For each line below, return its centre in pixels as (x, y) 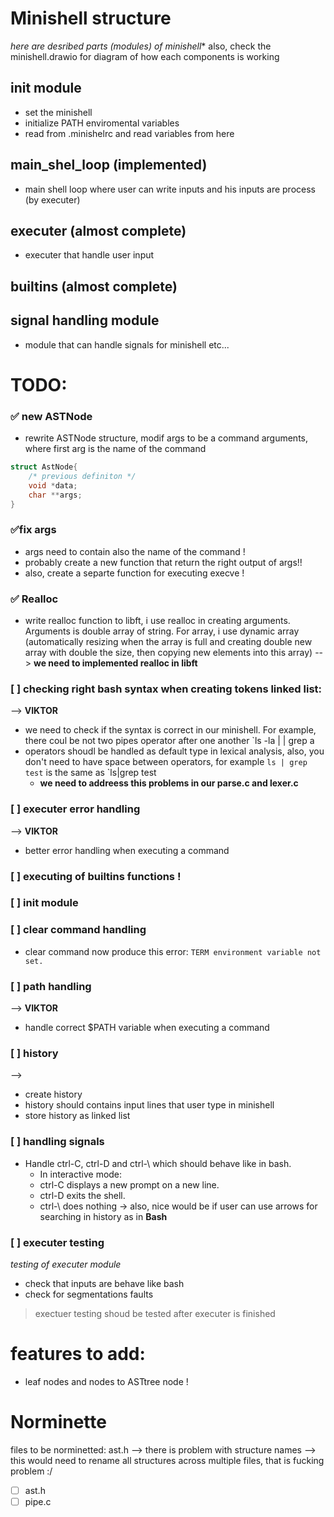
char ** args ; (55, 495)
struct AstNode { (44, 467)
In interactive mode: (81, 1174)
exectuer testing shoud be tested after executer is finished (155, 1313)
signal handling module (85, 320)
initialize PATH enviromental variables (102, 123)
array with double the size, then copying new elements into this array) (168, 653)
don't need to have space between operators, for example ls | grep (166, 762)
